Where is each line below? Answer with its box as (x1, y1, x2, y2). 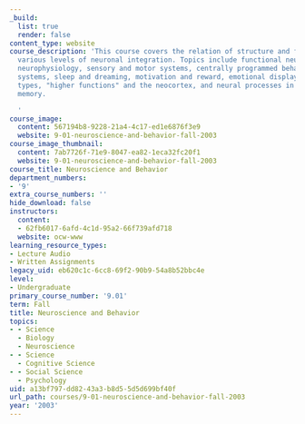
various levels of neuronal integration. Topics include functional (17, 55, 282, 64)
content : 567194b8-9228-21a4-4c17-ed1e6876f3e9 (17, 123, 202, 132)
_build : (9, 13, 39, 23)
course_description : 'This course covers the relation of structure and (9, 47, 290, 56)
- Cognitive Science (17, 359, 95, 368)
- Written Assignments (9, 258, 95, 267)
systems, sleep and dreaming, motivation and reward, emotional (17, 73, 266, 82)
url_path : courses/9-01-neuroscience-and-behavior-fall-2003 (9, 392, 246, 402)
